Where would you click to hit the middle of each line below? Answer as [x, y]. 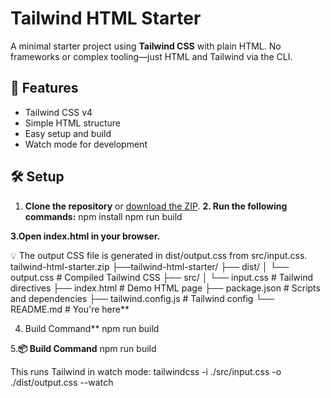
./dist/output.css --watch [62, 382]
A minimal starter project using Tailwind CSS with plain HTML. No [146, 46]
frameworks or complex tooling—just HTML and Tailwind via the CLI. [151, 56]
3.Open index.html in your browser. [85, 236]
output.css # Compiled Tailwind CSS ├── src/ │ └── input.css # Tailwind [162, 277]
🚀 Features [44, 88]
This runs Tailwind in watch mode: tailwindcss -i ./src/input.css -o [146, 371]
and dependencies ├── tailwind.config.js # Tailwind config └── [142, 298]
